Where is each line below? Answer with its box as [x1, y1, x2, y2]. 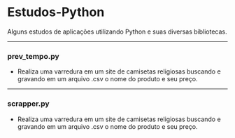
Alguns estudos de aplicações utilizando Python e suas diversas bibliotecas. [7, 27, 227, 36]
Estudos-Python [7, 4, 105, 20]
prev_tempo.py [7, 51, 59, 61]
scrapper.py [7, 99, 50, 109]
